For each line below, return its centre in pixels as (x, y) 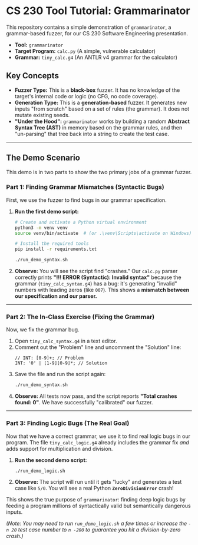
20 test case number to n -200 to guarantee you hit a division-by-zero (96, 530)
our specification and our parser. (56, 296)
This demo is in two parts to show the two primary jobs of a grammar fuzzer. (99, 172)
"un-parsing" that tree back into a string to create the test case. (92, 134)
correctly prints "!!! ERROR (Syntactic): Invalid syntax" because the (98, 277)
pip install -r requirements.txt (56, 249)
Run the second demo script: (51, 460)
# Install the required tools (52, 244)
